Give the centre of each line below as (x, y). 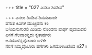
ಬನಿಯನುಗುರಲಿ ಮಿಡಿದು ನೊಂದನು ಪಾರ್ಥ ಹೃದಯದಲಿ (46, 29)
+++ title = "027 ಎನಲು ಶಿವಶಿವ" (35, 7)
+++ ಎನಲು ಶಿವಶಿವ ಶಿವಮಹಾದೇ (31, 18)
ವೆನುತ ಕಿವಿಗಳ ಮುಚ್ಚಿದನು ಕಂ (27, 23)
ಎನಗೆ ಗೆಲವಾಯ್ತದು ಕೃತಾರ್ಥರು (28, 35)
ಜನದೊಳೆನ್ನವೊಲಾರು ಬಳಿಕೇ (26, 40)
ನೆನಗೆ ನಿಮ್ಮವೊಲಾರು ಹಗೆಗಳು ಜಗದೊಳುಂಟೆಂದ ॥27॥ (46, 46)
